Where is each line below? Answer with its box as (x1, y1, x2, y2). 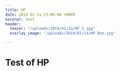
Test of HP (5, 57, 49, 68)
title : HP (5, 7, 26, 13)
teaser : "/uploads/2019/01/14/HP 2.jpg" (10, 26, 95, 31)
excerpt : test (5, 17, 35, 22)
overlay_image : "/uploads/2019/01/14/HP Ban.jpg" (10, 31, 115, 36)
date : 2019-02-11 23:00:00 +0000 (5, 12, 75, 17)
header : (5, 21, 22, 27)
